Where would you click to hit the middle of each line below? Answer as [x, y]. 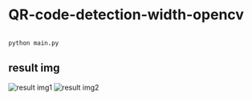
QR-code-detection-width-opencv [126, 15]
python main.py [34, 43]
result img [34, 68]
